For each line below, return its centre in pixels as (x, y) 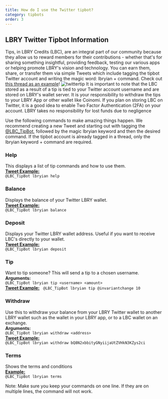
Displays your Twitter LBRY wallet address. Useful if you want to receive (80, 234)
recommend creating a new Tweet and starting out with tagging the (75, 126)
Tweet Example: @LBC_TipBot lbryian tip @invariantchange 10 (73, 288)
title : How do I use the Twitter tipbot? (49, 10)
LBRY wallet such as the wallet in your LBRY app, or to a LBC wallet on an (81, 317)
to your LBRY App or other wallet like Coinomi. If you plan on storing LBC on (84, 100)
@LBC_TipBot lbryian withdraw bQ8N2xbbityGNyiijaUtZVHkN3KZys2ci (75, 343)
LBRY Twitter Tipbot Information (57, 40)
